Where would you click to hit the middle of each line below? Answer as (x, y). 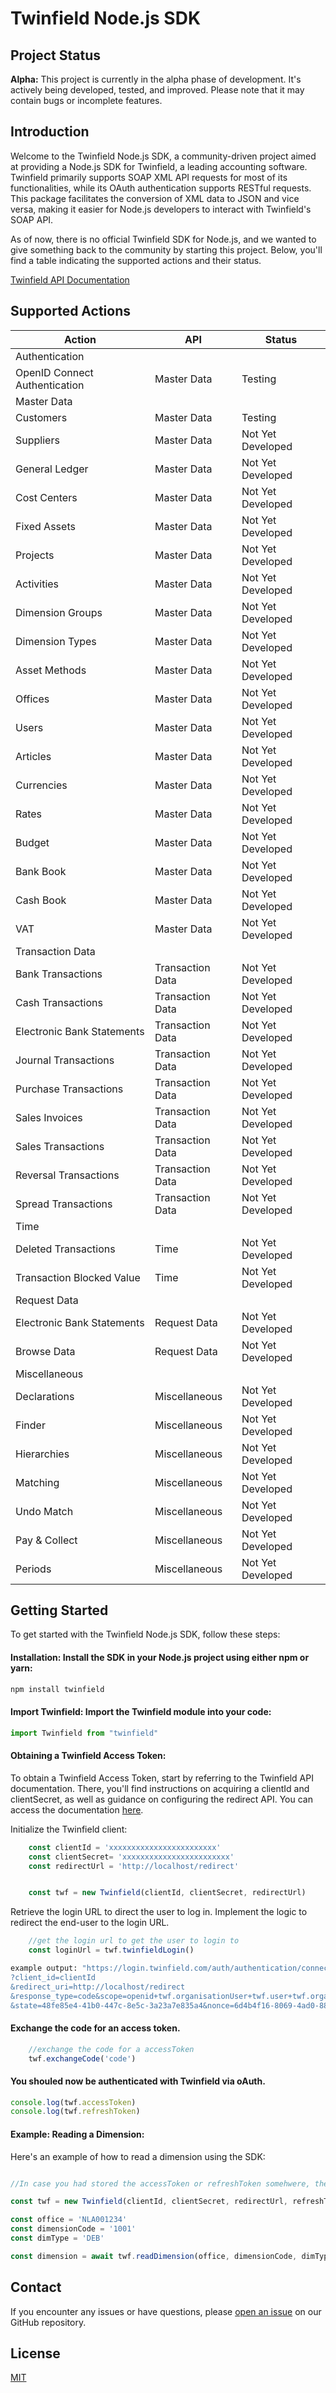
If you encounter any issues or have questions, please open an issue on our (166, 2311)
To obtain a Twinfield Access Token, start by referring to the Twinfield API (162, 1778)
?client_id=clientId (53, 1977)
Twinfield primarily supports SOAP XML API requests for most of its (149, 177)
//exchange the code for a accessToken (111, 2049)
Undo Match (44, 1511)
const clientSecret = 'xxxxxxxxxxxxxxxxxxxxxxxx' (131, 1857)
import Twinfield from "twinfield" (84, 1733)
